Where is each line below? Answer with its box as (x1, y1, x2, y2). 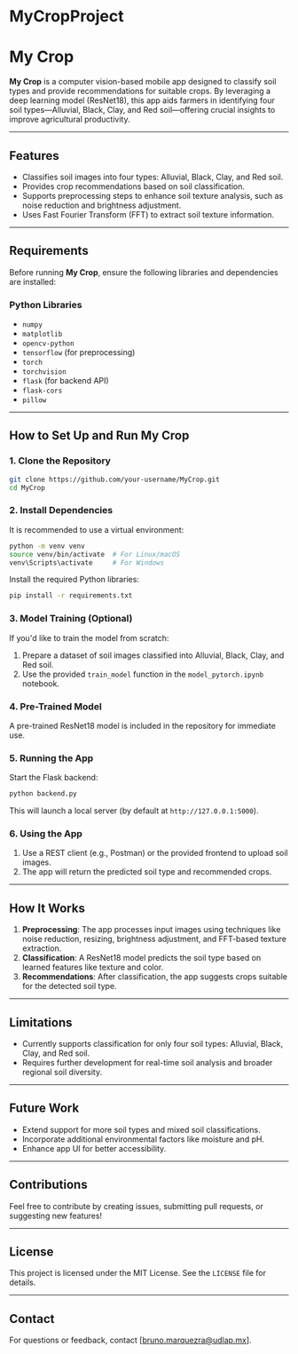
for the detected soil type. (21, 981, 117, 992)
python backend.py (9, 789, 77, 798)
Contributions (9, 1177, 88, 1192)
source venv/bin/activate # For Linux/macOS (9, 550, 180, 558)
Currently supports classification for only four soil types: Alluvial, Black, (21, 1038, 284, 1049)
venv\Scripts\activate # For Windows (9, 558, 165, 567)
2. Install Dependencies (9, 504, 114, 517)
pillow (21, 396, 47, 405)
